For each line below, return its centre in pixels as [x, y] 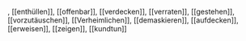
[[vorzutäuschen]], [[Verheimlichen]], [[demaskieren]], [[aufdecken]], [123, 20]
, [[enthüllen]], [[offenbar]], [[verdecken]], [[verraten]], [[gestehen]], [121, 12]
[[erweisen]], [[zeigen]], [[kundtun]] [67, 29]
